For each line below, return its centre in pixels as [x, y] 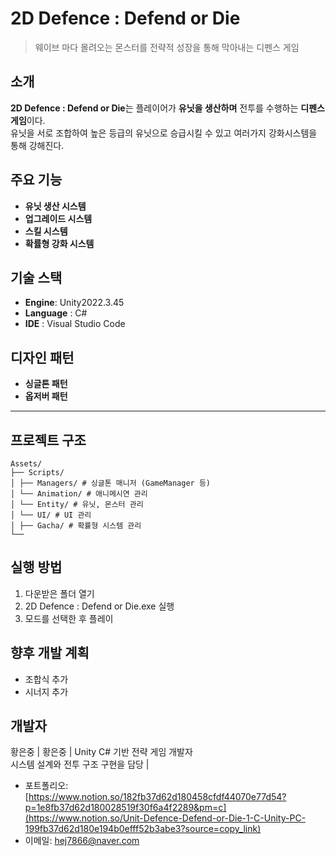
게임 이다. [28, 120]
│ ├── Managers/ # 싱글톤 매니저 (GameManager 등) [110, 483]
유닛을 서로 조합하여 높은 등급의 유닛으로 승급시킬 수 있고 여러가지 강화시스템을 [164, 133]
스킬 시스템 [46, 231]
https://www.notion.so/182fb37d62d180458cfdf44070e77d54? [157, 797]
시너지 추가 [46, 691]
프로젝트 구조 [48, 440]
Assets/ [26, 464]
